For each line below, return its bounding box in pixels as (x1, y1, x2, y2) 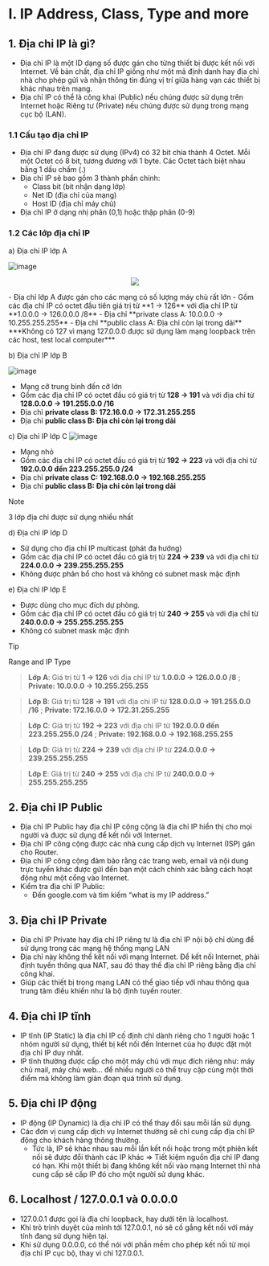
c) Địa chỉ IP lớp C (8, 431, 68, 440)
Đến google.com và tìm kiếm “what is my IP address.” (31, 890, 210, 900)
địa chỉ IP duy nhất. (19, 1048, 84, 1058)
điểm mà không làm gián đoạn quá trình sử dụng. (19, 1074, 183, 1084)
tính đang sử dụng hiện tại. (19, 1231, 109, 1240)
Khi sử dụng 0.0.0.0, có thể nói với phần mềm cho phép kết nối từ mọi (19, 1239, 251, 1249)
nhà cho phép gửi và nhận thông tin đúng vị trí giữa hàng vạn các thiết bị (19, 76, 261, 84)
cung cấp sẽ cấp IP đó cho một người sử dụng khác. (31, 1169, 205, 1178)
